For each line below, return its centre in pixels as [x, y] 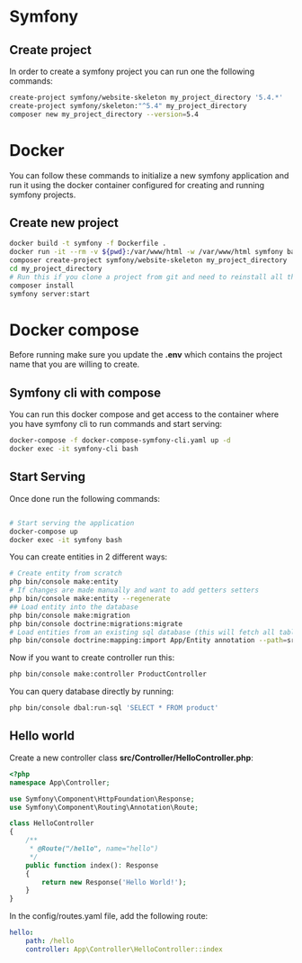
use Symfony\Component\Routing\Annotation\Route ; [104, 807]
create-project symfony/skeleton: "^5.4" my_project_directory [128, 105]
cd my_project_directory [56, 268]
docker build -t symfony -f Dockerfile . [88, 244]
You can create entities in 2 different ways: [89, 557]
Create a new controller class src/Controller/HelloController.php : [131, 758]
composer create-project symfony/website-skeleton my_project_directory [148, 260]
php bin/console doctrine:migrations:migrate [96, 623]
